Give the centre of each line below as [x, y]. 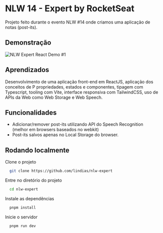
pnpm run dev [23, 226]
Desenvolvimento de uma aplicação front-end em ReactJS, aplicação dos [79, 82]
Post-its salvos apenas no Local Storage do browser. [65, 135]
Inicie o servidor [21, 217]
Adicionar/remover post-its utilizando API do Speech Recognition [78, 124]
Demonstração [28, 43]
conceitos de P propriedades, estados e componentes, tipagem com [74, 87]
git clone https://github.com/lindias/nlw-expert [61, 171]
